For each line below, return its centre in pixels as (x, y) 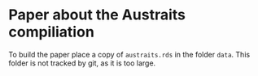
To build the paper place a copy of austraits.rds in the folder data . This (129, 54)
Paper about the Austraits (97, 15)
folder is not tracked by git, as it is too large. (82, 63)
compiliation (52, 32)
